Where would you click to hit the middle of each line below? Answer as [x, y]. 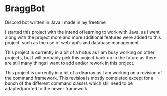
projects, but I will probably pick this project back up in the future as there [81, 57]
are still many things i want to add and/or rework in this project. [70, 63]
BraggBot [25, 9]
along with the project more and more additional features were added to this [83, 37]
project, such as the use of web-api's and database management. [73, 42]
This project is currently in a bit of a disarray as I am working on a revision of [83, 72]
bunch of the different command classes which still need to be [69, 83]
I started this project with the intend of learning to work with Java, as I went [83, 32]
